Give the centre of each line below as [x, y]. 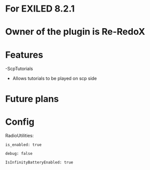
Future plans [32, 99]
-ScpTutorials [19, 69]
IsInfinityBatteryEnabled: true [39, 162]
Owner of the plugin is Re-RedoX [75, 32]
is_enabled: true [23, 145]
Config [20, 122]
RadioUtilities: [19, 136]
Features [24, 55]
